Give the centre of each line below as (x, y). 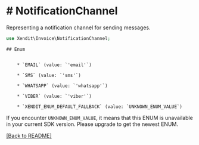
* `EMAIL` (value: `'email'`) (55, 65)
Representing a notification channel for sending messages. (78, 27)
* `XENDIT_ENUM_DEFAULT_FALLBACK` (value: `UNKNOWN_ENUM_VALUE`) (100, 107)
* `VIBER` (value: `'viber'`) (55, 96)
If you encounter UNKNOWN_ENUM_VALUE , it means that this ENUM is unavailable (100, 118)
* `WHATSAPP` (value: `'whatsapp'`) (63, 86)
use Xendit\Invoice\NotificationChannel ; (58, 38)
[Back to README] (29, 135)
